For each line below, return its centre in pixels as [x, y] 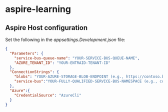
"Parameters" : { [26, 53]
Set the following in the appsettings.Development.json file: [65, 39]
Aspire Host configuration [46, 28]
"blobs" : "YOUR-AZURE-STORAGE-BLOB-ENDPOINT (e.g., [69, 77]
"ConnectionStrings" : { [34, 72]
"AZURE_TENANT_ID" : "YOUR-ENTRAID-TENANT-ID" [62, 63]
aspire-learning [38, 9]
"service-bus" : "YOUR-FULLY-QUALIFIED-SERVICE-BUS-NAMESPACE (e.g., [86, 81]
